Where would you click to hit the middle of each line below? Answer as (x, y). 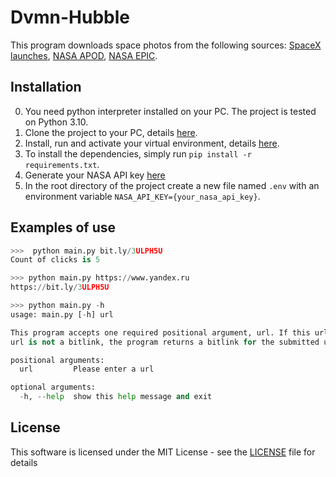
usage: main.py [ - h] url (62, 314)
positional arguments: (57, 360)
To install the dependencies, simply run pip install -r (138, 153)
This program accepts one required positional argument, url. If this (160, 332)
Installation (46, 87)
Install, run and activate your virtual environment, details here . (152, 143)
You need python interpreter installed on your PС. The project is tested (170, 111)
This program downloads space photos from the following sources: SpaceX (166, 45)
